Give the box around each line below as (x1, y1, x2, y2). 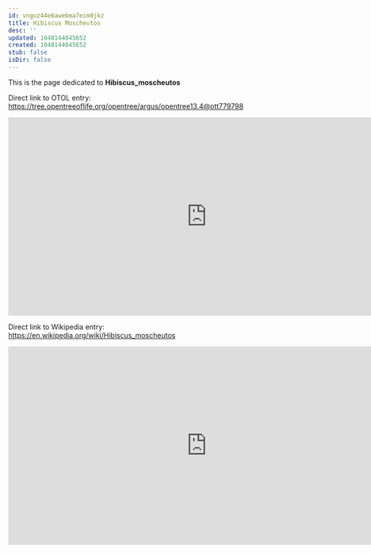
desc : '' (8, 26, 37, 34)
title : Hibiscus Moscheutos (8, 19, 101, 27)
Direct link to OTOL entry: (8, 93, 91, 102)
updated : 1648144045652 (8, 33, 87, 42)
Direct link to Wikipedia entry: (8, 322, 105, 332)
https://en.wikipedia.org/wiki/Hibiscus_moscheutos (8, 330, 176, 340)
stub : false (8, 48, 48, 56)
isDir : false (8, 56, 52, 64)
